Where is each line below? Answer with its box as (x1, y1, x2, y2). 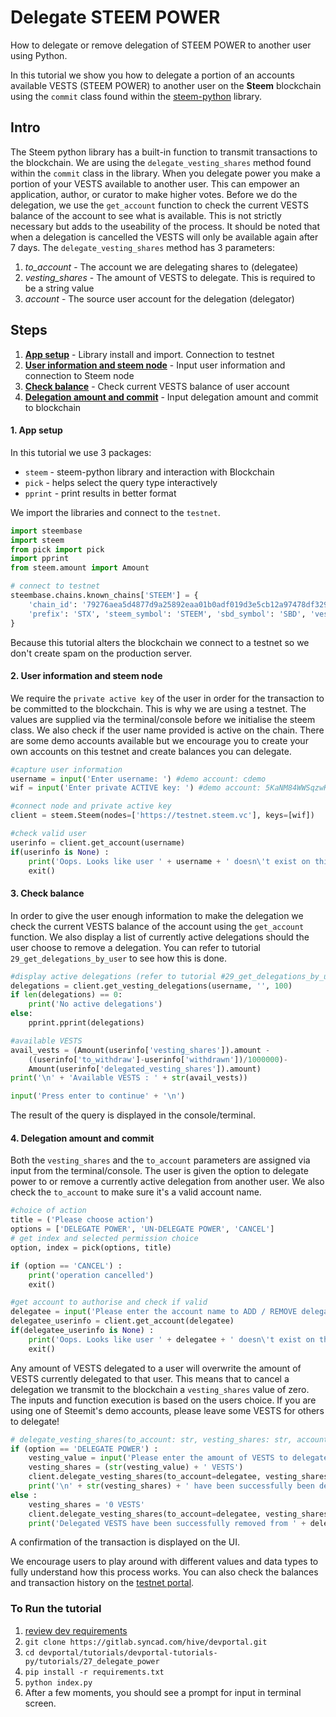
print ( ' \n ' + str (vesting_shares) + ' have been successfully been (28, 1481, 315, 1491)
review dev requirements (24, 1624, 128, 1636)
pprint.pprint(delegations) (28, 1018, 145, 1028)
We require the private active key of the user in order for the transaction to (10, 692, 325, 704)
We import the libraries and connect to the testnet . (10, 506, 221, 518)
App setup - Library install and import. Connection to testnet (24, 348, 275, 360)
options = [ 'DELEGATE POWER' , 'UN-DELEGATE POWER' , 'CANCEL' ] (10, 1224, 275, 1235)
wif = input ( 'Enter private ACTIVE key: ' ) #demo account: (10, 783, 262, 793)
